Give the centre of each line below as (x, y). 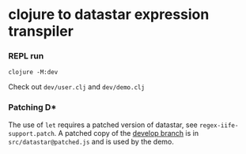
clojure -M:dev (33, 73)
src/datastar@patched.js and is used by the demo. (91, 141)
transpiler (41, 31)
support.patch (32, 133)
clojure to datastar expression (109, 15)
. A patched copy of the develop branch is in (127, 133)
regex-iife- (219, 125)
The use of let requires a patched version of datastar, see (103, 125)
